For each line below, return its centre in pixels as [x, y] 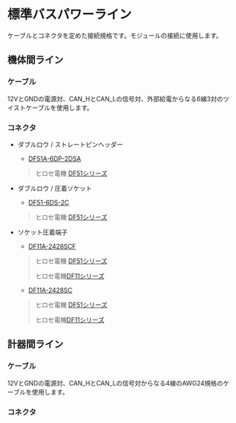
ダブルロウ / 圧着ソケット [55, 188]
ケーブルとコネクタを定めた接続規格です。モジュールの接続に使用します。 [115, 35]
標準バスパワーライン [70, 15]
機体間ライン [35, 60]
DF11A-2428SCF [52, 246]
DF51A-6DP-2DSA [55, 158]
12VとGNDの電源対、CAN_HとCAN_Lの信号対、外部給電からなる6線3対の [115, 98]
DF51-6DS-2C [49, 202]
